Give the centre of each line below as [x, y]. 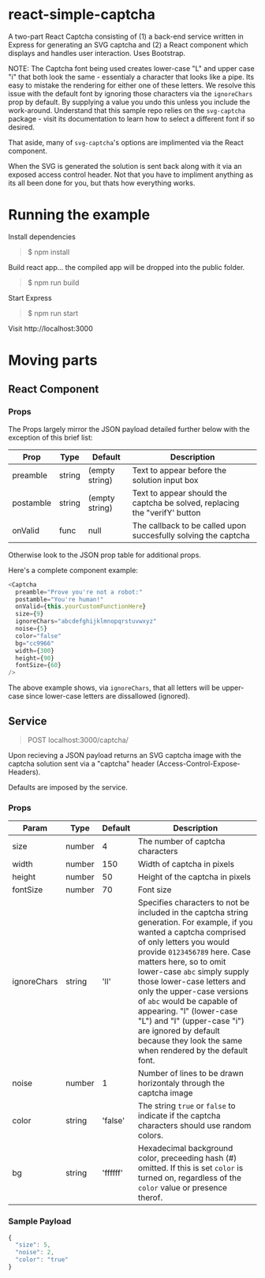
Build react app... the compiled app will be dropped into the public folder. [127, 267]
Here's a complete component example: [73, 570]
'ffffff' [113, 1173]
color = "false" [38, 636]
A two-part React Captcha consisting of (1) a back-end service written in [126, 36]
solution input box [165, 480]
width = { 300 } [35, 650]
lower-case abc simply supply [194, 972]
